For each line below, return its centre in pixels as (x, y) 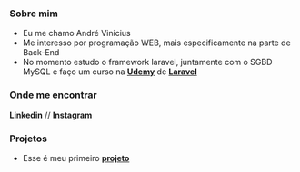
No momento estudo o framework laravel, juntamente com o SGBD (147, 62)
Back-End (41, 53)
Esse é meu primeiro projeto (76, 158)
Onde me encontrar (53, 95)
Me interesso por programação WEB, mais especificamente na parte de (156, 43)
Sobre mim (34, 14)
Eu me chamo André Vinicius (76, 33)
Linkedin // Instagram (51, 115)
